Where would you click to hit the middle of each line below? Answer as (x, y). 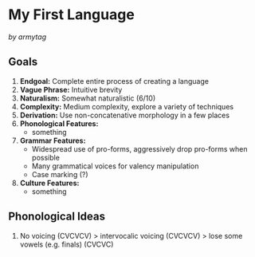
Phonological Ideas (57, 217)
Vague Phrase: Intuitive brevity (71, 89)
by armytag (27, 37)
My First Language (72, 15)
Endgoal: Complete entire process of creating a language (114, 81)
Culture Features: (49, 183)
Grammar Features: (53, 140)
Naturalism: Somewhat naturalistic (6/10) (88, 98)
